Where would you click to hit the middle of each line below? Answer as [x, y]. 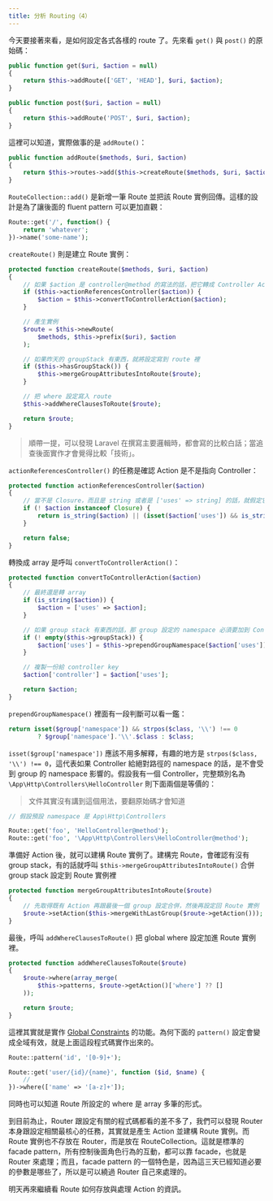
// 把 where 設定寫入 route [67, 397]
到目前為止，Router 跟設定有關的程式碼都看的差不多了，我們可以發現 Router [136, 1121]
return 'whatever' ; [56, 230]
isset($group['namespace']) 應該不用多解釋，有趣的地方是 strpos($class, [133, 753]
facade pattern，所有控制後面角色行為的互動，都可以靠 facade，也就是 [128, 1151]
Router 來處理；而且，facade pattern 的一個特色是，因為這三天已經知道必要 [135, 1162]
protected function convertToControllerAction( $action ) [105, 578]
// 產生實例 [41, 322]
